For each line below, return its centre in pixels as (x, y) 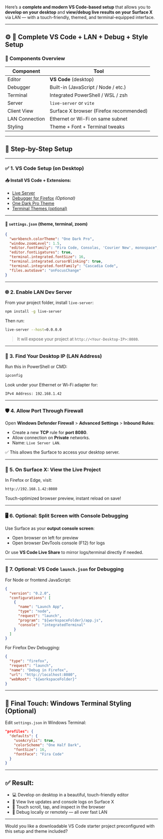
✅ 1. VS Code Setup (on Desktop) (44, 168)
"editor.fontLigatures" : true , (41, 252)
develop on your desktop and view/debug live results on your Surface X (79, 12)
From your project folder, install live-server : (49, 302)
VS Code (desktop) (72, 79)
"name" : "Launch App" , (41, 607)
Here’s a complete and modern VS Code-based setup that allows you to (78, 7)
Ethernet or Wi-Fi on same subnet (89, 118)
